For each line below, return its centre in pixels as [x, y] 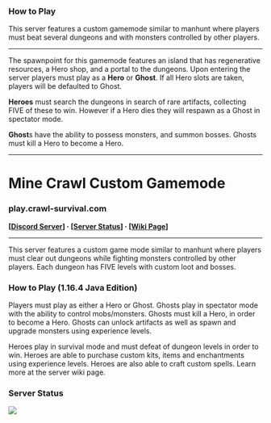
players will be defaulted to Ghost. [65, 86]
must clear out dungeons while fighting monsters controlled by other [122, 258]
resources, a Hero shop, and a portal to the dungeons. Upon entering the [129, 69]
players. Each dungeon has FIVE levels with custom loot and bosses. [122, 266]
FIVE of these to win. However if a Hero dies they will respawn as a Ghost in [134, 111]
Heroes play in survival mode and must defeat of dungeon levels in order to [134, 347]
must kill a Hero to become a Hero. [66, 144]
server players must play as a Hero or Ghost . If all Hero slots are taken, [126, 77]
